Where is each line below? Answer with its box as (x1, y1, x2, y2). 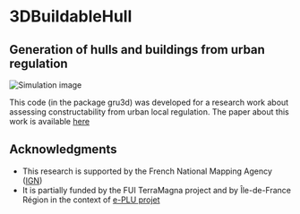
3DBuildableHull (9, 6, 133, 27)
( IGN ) (21, 175, 43, 185)
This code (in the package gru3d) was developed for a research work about (9, 97, 289, 107)
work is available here (9, 116, 90, 126)
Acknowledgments (9, 141, 118, 158)
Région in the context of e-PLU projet (21, 194, 160, 205)
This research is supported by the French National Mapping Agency (21, 166, 273, 176)
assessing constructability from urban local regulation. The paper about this (9, 107, 289, 117)
